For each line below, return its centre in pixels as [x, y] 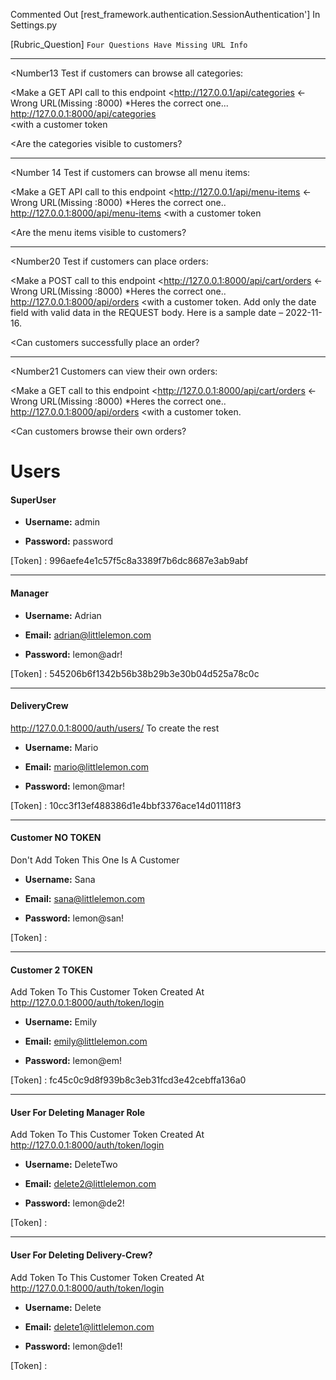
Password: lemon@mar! [75, 786]
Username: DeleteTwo [71, 1165]
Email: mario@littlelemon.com [86, 766]
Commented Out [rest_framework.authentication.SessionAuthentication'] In [165, 14]
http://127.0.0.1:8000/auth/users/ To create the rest [115, 728]
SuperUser [33, 500]
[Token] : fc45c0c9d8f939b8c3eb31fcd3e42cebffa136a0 [128, 1080]
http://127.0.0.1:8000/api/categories [83, 113]
